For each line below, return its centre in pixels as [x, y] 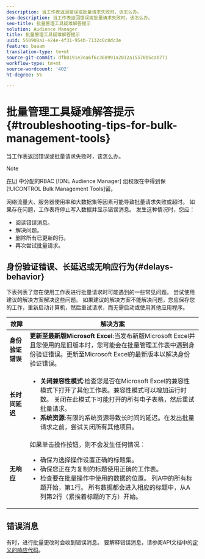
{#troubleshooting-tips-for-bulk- [92, 126]
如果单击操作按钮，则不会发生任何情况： [88, 445]
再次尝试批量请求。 [39, 246]
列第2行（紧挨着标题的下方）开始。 [91, 497]
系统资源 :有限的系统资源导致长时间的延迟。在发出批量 [117, 418]
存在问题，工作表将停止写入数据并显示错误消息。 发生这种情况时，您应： [103, 209]
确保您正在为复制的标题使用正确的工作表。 [101, 469]
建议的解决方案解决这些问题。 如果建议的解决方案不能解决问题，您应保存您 [101, 300]
